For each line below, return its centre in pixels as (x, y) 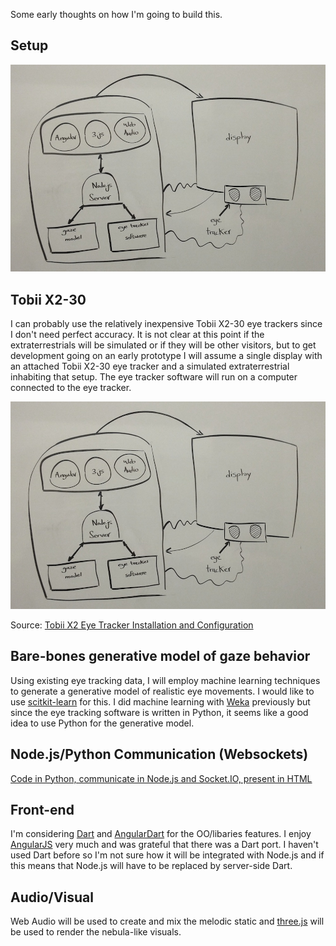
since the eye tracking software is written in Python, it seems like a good (159, 712)
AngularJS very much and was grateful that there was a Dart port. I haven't (164, 845)
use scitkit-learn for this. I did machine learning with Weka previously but (160, 701)
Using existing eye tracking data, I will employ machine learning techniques (165, 680)
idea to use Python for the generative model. (102, 723)
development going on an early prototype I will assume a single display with (166, 356)
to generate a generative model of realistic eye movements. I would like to (162, 691)
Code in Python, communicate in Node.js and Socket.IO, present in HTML (161, 778)
